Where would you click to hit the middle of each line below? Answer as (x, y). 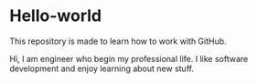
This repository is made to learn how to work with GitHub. (118, 41)
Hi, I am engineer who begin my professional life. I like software (129, 58)
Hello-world (56, 16)
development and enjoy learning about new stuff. (102, 68)
